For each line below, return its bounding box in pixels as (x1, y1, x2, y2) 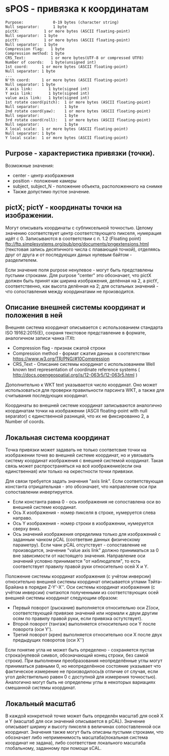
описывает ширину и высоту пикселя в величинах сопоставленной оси (5, 724, 161, 730)
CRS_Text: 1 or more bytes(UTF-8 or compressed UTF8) (5, 55, 144, 60)
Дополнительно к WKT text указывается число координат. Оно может (5, 382, 157, 388)
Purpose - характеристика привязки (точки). (5, 149, 155, 158)
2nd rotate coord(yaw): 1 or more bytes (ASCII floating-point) (5, 109, 151, 114)
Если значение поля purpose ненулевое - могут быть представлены (5, 267, 153, 273)
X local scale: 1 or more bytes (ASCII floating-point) (5, 126, 128, 131)
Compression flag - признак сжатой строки (12, 345, 106, 351)
